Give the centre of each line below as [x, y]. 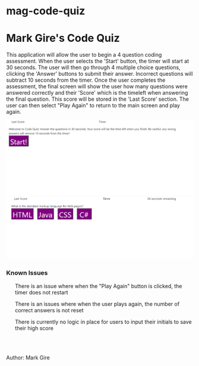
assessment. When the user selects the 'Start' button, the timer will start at [97, 61]
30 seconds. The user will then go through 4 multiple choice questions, [93, 67]
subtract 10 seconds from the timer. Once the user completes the [86, 80]
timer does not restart [41, 292]
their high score [34, 328]
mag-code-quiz [46, 11]
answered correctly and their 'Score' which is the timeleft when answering [97, 93]
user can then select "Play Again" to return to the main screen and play [93, 106]
